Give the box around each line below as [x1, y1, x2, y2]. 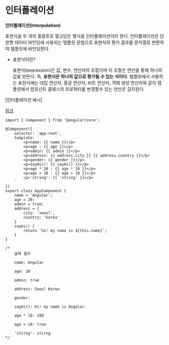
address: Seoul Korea [14, 286, 60, 291]
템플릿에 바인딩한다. [10, 45, 50, 52]
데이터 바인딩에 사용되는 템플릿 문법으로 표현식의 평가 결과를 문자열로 [14, 39, 151, 45]
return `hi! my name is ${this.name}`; [23, 228, 107, 233]
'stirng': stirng [14, 330, 51, 336]
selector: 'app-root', [14, 131, 62, 136]
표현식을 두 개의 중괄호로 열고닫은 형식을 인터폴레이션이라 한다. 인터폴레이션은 [5, 33, 159, 39]
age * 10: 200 [14, 313, 44, 318]
